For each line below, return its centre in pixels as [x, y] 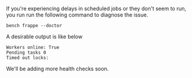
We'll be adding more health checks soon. [57, 69]
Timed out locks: [28, 58]
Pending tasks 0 [26, 53]
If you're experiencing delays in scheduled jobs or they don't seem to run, [96, 9]
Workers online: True [33, 47]
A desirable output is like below [44, 37]
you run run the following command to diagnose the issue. [77, 15]
